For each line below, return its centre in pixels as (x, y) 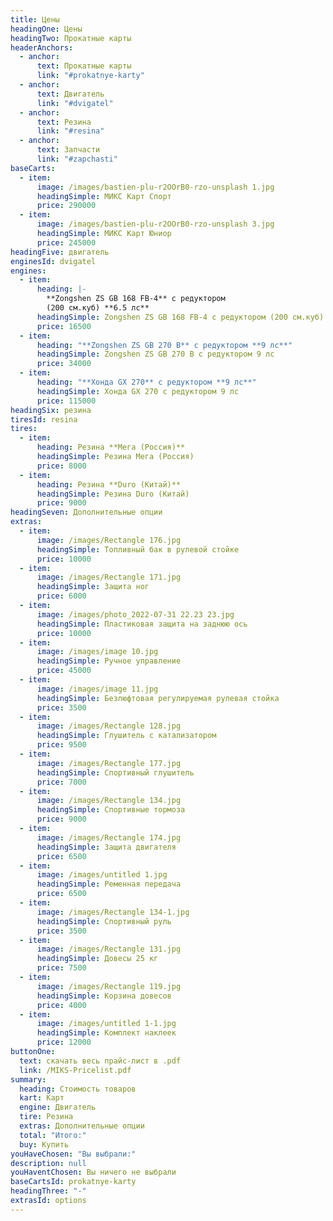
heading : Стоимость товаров (78, 1089)
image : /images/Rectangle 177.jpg (109, 763)
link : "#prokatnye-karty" (90, 76)
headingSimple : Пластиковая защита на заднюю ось (142, 624)
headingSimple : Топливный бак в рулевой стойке (138, 549)
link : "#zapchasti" (77, 159)
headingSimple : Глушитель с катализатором (126, 736)
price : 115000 (66, 401)
